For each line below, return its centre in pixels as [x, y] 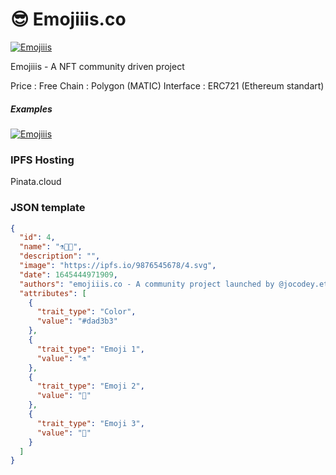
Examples [31, 109]
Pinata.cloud [36, 182]
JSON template [48, 208]
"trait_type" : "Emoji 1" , [90, 349]
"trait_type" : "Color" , [86, 312]
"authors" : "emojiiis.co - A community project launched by [147, 284]
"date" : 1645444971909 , [68, 274]
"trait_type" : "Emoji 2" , [90, 386]
